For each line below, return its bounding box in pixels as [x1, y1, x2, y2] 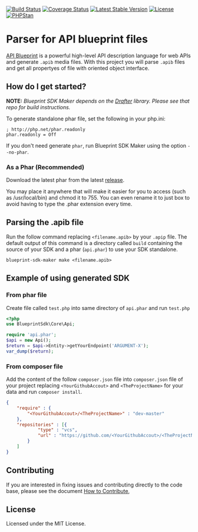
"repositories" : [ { [16, 422, 67, 427]
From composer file [6, 362, 64, 370]
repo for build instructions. [6, 103, 71, 110]
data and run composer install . [6, 389, 82, 396]
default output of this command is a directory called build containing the [6, 239, 183, 246]
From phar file [6, 291, 47, 299]
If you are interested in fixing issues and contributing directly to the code [6, 481, 183, 488]
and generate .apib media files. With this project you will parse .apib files [6, 58, 185, 65]
